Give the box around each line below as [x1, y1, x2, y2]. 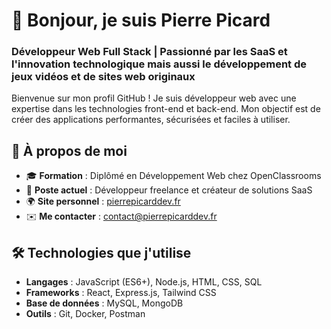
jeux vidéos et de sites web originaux [11, 70, 196, 84]
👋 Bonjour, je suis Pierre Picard [11, 9, 271, 32]
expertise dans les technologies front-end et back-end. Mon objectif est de [11, 103, 321, 115]
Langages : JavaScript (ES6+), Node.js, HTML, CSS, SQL [25, 276, 263, 288]
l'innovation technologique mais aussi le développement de [11, 57, 308, 71]
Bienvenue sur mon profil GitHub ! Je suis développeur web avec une [11, 92, 297, 104]
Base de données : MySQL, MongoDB [25, 297, 184, 309]
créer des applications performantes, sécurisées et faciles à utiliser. [11, 114, 291, 126]
